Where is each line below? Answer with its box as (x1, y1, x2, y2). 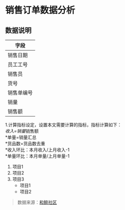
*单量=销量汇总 (5, 134, 37, 140)
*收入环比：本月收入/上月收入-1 (5, 147, 70, 152)
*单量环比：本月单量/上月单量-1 (5, 153, 70, 159)
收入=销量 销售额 (5, 128, 39, 134)
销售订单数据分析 (5, 4, 76, 16)
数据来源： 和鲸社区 (17, 199, 57, 205)
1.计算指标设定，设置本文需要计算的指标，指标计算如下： (5, 122, 122, 127)
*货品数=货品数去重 (5, 140, 46, 146)
